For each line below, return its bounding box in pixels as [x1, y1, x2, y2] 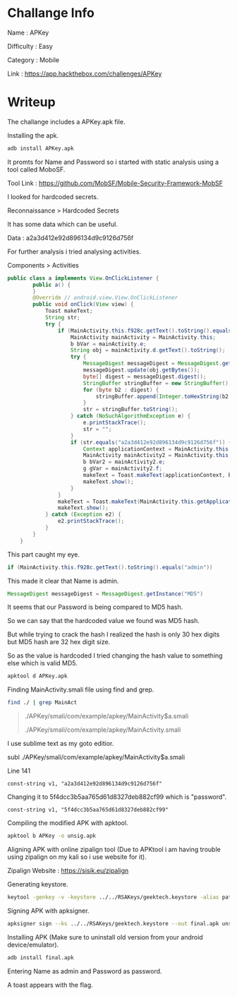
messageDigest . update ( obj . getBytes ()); [83, 367, 200, 374]
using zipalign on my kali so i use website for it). [7, 853, 147, 861]
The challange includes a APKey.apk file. [7, 117, 126, 126]
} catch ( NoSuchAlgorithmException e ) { [70, 413, 191, 420]
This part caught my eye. [7, 550, 80, 559]
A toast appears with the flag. [7, 980, 93, 989]
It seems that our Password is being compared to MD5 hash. [7, 603, 183, 612]
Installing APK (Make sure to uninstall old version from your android [7, 932, 203, 941]
